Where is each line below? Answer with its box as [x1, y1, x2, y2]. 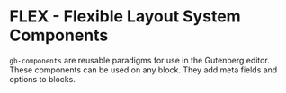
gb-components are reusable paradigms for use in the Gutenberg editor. [9, 55, 270, 65]
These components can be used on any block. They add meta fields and [9, 64, 278, 75]
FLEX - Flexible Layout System [9, 6, 241, 27]
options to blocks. [9, 73, 76, 84]
